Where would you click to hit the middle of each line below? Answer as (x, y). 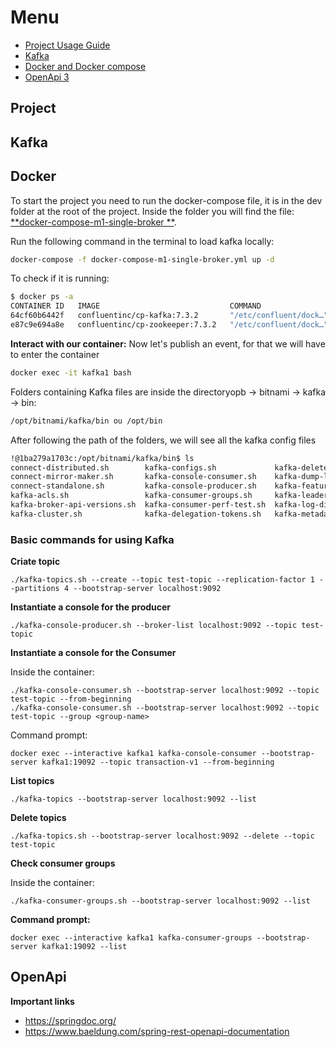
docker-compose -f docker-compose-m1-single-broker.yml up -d (142, 259)
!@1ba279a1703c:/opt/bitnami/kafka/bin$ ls (102, 458)
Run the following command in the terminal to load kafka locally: (142, 241)
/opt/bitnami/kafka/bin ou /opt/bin (86, 421)
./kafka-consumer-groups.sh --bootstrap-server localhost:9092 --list (160, 901)
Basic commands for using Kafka (92, 539)
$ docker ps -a (42, 297)
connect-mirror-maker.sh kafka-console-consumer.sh (133, 477)
